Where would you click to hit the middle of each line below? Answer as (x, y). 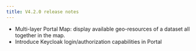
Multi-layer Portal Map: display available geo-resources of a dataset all (102, 29)
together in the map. (40, 35)
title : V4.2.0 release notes (43, 12)
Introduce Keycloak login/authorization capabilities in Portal (88, 41)
